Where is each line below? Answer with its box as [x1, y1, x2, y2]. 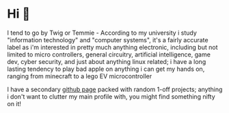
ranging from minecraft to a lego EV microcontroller [7, 71, 152, 80]
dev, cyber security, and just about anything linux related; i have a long [7, 57, 206, 65]
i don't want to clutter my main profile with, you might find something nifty [7, 92, 215, 101]
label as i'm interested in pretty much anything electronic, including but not [7, 43, 218, 51]
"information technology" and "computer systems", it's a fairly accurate [7, 35, 208, 44]
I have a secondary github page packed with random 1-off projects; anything [7, 85, 223, 93]
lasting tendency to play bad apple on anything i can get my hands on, [7, 65, 205, 73]
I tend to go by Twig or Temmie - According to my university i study [7, 29, 197, 37]
